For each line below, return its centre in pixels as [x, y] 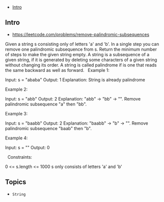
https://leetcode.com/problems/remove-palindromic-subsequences [81, 34]
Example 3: [16, 113]
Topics [16, 182]
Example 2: [16, 89]
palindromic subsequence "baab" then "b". [48, 128]
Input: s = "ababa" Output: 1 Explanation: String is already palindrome [75, 80]
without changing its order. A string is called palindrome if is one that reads [81, 65]
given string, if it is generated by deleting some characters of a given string [81, 60]
